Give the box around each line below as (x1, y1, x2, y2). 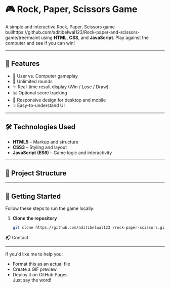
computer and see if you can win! (5, 40, 75, 46)
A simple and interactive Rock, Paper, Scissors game (5, 23, 115, 30)
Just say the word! (12, 277, 52, 283)
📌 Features (5, 59, 40, 68)
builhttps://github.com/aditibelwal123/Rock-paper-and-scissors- (5, 29, 140, 35)
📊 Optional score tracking (12, 89, 67, 96)
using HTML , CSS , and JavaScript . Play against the (41, 34, 149, 41)
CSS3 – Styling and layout (12, 144, 67, 150)
